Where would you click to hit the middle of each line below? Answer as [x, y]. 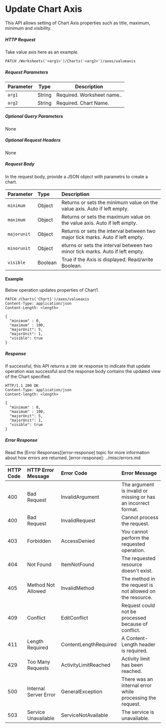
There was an [137, 679]
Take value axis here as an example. [42, 52]
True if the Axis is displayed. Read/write [107, 259]
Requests [38, 668]
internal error [137, 685]
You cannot [135, 532]
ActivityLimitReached [86, 665]
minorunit [19, 248]
